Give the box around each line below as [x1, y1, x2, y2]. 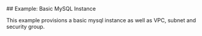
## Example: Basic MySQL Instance [6, 5, 96, 12]
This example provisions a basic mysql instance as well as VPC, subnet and [6, 17, 197, 23]
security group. [6, 23, 45, 30]
